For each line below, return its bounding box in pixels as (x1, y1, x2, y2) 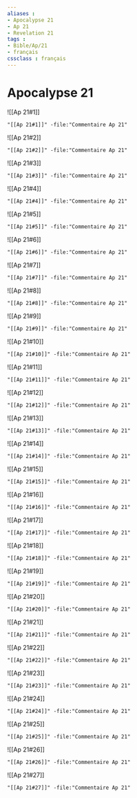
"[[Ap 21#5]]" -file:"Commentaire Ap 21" (7, 223, 128, 230)
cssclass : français (7, 55, 67, 62)
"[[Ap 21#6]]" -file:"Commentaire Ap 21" (7, 248, 128, 256)
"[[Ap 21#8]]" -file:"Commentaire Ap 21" (7, 299, 128, 306)
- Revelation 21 (7, 29, 54, 37)
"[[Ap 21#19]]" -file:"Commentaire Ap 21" (7, 580, 131, 587)
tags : (7, 36, 26, 43)
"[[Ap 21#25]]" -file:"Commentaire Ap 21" (7, 733, 131, 740)
